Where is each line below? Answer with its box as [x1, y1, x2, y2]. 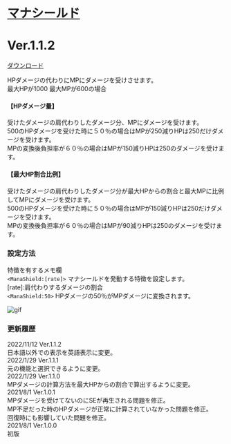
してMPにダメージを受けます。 [7, 195, 95, 204]
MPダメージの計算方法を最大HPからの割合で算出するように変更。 [7, 380, 195, 389]
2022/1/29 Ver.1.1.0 [7, 372, 61, 380]
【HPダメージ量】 [7, 102, 58, 110]
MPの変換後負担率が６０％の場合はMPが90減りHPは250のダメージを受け [7, 221, 216, 229]
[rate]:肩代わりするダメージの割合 [7, 283, 104, 291]
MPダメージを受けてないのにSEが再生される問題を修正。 [7, 396, 169, 405]
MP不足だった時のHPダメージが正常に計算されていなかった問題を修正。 [7, 405, 212, 414]
